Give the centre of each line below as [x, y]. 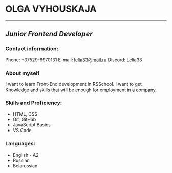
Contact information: [32, 49]
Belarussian [25, 166]
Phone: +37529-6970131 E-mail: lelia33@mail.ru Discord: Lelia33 [74, 60]
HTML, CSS [25, 114]
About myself [23, 73]
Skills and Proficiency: [34, 103]
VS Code [22, 131]
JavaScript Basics [32, 125]
